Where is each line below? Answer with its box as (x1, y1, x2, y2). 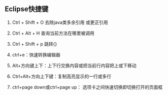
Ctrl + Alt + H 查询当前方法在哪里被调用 (12, 30, 94, 36)
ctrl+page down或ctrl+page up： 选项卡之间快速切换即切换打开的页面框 (12, 84, 163, 90)
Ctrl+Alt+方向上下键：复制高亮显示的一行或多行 (12, 73, 112, 79)
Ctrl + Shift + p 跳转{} (12, 41, 57, 47)
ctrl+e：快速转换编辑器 (12, 51, 60, 57)
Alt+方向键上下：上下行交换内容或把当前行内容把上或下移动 (12, 62, 137, 69)
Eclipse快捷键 (5, 5, 49, 14)
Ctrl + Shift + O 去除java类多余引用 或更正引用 (12, 19, 108, 25)
